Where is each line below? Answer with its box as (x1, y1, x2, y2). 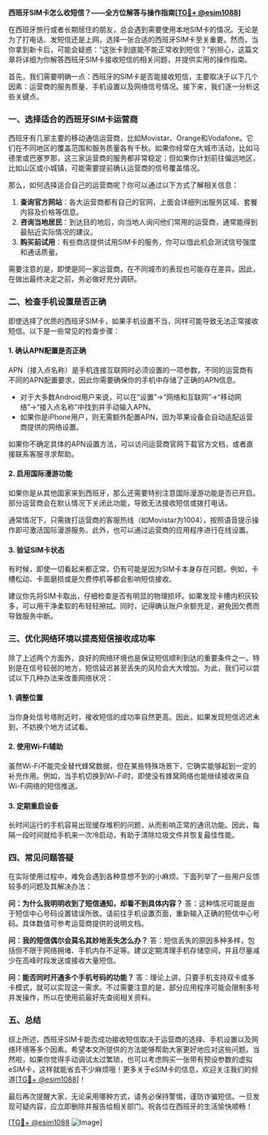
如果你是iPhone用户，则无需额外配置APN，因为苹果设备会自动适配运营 (19, 412, 254, 422)
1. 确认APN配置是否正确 (8, 346, 86, 355)
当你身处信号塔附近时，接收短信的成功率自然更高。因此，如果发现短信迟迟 (8, 712, 253, 721)
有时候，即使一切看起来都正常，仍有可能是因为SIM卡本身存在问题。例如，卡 (8, 564, 259, 574)
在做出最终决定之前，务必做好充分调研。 (8, 274, 141, 284)
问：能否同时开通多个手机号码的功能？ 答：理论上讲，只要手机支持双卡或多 (8, 973, 255, 982)
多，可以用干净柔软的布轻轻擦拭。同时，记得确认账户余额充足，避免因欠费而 (8, 601, 260, 611)
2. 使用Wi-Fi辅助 (8, 741, 64, 751)
